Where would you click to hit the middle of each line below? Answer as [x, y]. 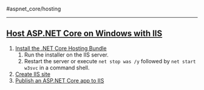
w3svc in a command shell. [57, 67]
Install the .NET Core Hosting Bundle [61, 48]
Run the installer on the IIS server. [66, 55]
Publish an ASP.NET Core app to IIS [59, 80]
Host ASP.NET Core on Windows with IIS [84, 34]
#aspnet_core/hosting [34, 9]
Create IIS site [32, 74]
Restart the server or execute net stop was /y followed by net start [110, 61]
